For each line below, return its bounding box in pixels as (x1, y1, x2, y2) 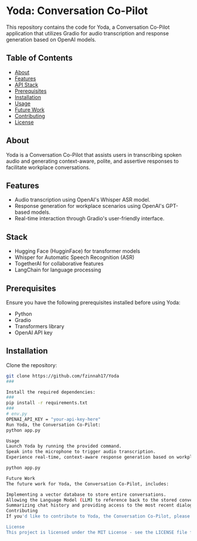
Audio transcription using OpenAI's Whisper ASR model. (14, 196, 151, 203)
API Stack (14, 81, 39, 88)
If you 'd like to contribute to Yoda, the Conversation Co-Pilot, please (6, 513, 191, 519)
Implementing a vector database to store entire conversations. (6, 492, 167, 498)
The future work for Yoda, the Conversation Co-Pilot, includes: (6, 480, 169, 487)
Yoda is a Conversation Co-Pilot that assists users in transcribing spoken (6, 151, 182, 158)
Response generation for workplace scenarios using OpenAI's (14, 203, 165, 210)
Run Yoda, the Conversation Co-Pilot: (6, 422, 101, 428)
